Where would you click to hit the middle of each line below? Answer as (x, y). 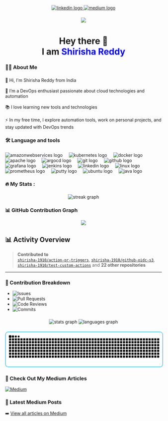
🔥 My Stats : (20, 184)
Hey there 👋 (84, 41)
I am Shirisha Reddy (84, 52)
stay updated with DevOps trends (40, 127)
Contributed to (33, 254)
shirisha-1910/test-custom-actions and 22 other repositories (81, 265)
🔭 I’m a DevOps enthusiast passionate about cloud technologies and (75, 91)
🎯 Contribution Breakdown (38, 283)
